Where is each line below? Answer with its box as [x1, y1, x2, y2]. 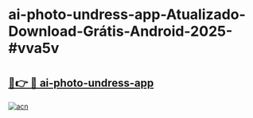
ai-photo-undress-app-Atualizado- [8, 6, 246, 24]
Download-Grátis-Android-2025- [8, 22, 233, 40]
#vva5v [8, 40, 60, 57]
